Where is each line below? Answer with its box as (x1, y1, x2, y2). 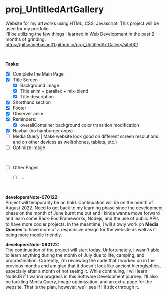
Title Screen (12, 77, 38, 83)
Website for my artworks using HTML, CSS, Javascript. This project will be (5, 20, 159, 26)
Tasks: (5, 61, 20, 67)
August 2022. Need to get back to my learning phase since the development (5, 205, 163, 211)
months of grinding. (5, 36, 46, 42)
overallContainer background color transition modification (20, 122, 139, 128)
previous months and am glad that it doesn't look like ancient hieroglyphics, (5, 263, 161, 269)
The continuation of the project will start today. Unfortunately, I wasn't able (5, 247, 160, 253)
